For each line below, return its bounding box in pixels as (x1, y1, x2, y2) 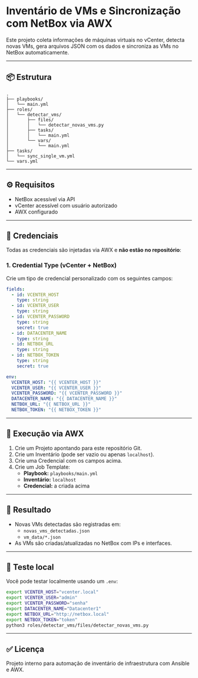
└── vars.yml (6, 158, 38, 164)
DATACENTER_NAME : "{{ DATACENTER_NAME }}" (11, 396, 117, 402)
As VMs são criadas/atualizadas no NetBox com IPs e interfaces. (14, 540, 172, 547)
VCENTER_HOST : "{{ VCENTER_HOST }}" (11, 379, 101, 385)
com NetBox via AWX (6, 17, 113, 30)
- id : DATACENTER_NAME (11, 330, 67, 336)
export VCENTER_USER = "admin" (6, 595, 78, 601)
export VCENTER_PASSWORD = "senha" (6, 600, 88, 606)
